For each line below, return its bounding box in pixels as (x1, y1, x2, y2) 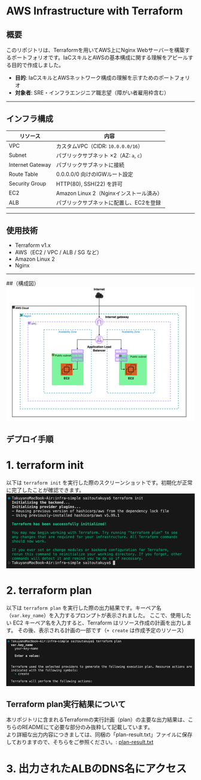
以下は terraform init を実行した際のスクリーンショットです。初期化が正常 (6, 479, 193, 486)
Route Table (8, 170, 38, 178)
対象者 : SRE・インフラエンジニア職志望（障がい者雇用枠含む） (14, 89, 169, 96)
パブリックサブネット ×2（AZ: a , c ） (56, 151, 145, 159)
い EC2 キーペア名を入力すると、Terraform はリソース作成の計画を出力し (6, 619, 187, 626)
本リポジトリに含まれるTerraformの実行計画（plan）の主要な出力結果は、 (6, 716, 188, 723)
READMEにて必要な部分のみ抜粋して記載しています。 (22, 724, 154, 731)
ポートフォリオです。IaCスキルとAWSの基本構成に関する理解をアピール (11, 54, 188, 61)
